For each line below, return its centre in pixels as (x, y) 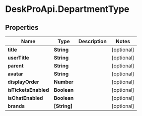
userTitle (18, 58)
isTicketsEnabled (28, 90)
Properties (22, 28)
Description (93, 41)
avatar (15, 74)
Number (64, 82)
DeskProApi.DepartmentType (67, 9)
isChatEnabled (25, 98)
